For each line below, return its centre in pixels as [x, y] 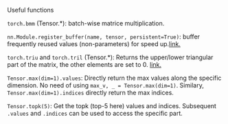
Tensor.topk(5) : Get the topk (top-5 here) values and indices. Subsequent [112, 106]
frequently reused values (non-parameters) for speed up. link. [94, 44]
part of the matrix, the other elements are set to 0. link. [84, 64]
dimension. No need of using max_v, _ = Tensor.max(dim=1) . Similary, [105, 85]
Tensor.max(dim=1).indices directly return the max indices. [90, 93]
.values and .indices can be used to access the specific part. [95, 113]
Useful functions [31, 10]
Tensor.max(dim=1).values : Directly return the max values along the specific [114, 78]
